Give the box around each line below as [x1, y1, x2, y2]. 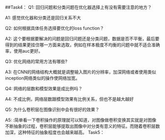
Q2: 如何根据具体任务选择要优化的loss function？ [5, 25, 105, 31]
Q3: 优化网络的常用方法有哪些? [5, 59, 68, 64]
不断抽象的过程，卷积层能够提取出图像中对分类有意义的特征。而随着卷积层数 [5, 123, 160, 129]
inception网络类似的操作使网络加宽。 [5, 75, 80, 81]
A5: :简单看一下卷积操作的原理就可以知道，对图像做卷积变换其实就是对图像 [5, 117, 156, 123]
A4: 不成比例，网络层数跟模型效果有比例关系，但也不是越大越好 [5, 96, 134, 102]
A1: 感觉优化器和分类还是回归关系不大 [5, 15, 81, 21]
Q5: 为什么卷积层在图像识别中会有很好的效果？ [5, 106, 100, 112]
